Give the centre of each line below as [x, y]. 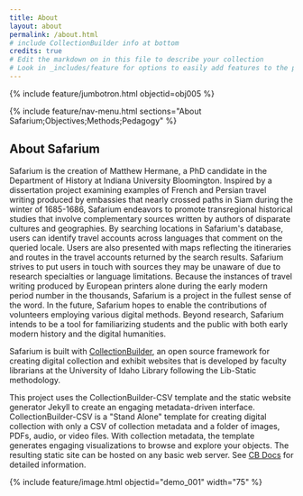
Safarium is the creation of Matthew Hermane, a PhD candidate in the [138, 170]
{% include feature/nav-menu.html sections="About [106, 111]
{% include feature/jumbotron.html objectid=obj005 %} [112, 93]
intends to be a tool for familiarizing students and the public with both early [149, 324]
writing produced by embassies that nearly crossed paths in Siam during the [151, 199]
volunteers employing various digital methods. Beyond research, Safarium [147, 314]
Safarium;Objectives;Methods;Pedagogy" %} [93, 120]
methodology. [35, 380]
